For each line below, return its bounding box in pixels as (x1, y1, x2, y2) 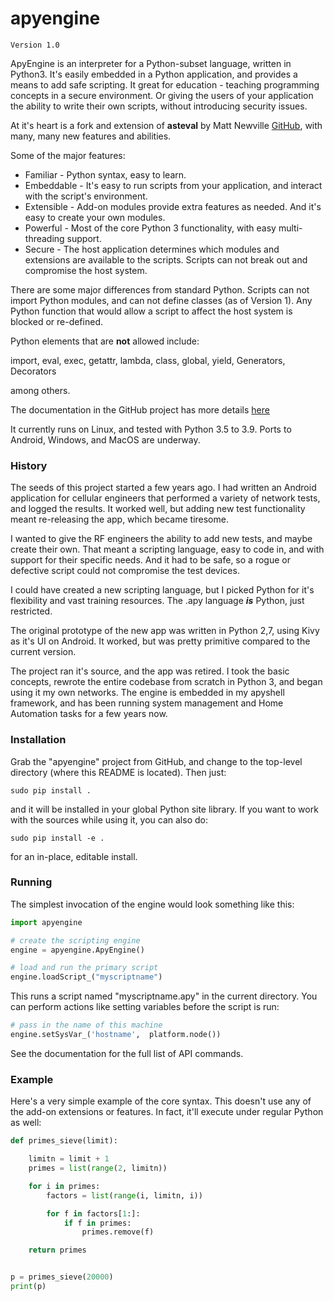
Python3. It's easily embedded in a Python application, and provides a (10, 68, 298, 80)
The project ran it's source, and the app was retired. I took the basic (10, 665, 290, 677)
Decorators (10, 365, 57, 377)
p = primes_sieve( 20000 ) (10, 1272, 114, 1282)
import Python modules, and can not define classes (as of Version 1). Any (10, 294, 313, 306)
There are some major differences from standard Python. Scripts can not (10, 283, 310, 296)
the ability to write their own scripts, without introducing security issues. (10, 100, 308, 112)
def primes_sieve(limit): (10, 1136, 118, 1146)
